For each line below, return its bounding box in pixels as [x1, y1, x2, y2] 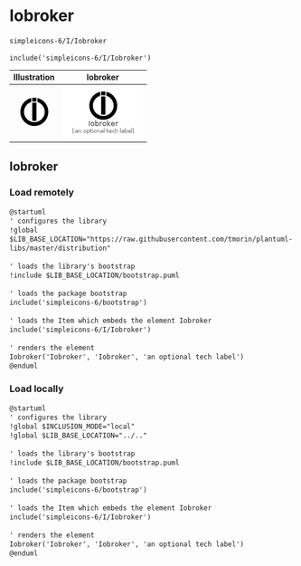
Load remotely [9, 186, 75, 198]
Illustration [13, 72, 56, 82]
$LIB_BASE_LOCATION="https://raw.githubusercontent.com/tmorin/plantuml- [9, 235, 294, 244]
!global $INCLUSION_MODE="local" [9, 422, 136, 431]
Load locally [9, 382, 64, 395]
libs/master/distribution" [9, 244, 111, 253]
